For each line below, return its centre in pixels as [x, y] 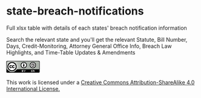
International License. [33, 88]
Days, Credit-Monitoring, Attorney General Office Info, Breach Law [89, 46]
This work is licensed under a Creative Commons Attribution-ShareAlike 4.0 [100, 82]
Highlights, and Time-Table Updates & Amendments [71, 52]
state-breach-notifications [75, 11]
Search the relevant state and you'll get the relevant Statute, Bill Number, [97, 39]
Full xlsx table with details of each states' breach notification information [97, 28]
